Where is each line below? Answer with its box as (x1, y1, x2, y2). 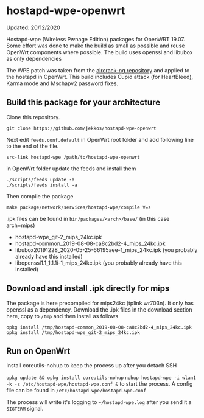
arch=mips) (6, 221, 35, 229)
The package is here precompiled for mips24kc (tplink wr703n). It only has (6, 299, 194, 307)
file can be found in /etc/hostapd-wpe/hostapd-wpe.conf (6, 387, 147, 394)
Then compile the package (6, 192, 74, 200)
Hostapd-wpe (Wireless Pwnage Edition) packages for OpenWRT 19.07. (6, 35, 186, 43)
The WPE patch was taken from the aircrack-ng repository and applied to (6, 66, 190, 74)
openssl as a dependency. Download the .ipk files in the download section (6, 305, 192, 313)
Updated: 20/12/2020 (6, 24, 61, 31)
